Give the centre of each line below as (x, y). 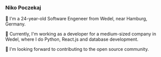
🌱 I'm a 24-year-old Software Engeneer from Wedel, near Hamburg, (76, 19)
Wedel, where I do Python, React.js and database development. (72, 39)
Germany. (16, 24)
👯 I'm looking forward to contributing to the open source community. (77, 49)
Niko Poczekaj (23, 8)
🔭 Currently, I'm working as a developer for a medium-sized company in (81, 34)
